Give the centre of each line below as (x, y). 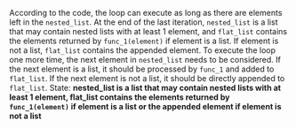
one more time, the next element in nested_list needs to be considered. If (145, 60)
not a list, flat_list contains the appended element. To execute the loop (143, 50)
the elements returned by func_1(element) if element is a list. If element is (144, 41)
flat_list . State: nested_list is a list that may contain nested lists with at (145, 88)
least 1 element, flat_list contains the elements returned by (120, 97)
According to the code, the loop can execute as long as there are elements (146, 13)
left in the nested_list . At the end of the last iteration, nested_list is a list (144, 22)
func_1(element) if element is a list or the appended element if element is (145, 106)
